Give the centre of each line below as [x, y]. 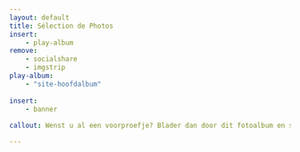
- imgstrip [46, 68]
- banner [42, 109]
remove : [24, 51]
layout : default [39, 17]
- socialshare [51, 59]
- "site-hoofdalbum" [63, 84]
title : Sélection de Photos [62, 26]
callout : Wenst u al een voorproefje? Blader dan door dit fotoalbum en [147, 126]
